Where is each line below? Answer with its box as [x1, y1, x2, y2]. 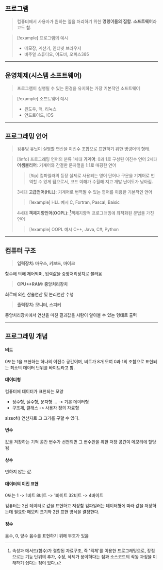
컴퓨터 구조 [5, 247, 36, 255]
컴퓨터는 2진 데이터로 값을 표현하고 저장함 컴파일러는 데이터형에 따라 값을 [5, 503, 144, 509]
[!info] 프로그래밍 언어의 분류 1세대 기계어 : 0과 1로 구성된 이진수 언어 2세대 [16, 156, 158, 162]
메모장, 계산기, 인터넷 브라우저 [24, 45, 81, 51]
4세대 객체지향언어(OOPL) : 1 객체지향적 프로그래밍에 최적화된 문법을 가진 [16, 209, 154, 216]
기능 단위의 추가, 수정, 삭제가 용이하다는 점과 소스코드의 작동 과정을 [25, 553, 152, 559]
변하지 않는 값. [5, 469, 33, 475]
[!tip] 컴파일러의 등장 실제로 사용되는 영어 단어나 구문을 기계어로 [29, 173, 150, 178]
